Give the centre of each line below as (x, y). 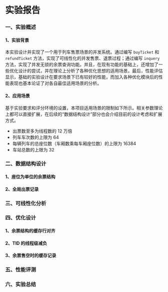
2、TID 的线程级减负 (26, 243)
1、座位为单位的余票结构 (30, 177)
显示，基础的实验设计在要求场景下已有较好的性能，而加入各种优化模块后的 (82, 77)
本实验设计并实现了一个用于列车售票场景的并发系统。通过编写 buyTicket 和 (82, 52)
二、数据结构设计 (26, 164)
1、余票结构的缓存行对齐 (30, 231)
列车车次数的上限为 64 (35, 137)
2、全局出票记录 (22, 189)
